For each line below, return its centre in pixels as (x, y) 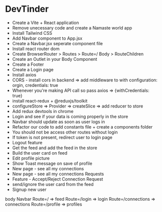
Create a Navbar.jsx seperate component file (57, 43)
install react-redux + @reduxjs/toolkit (50, 101)
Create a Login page (33, 69)
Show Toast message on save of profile (52, 163)
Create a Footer (28, 64)
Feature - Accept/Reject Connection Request (57, 179)
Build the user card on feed (40, 153)
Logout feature (27, 142)
